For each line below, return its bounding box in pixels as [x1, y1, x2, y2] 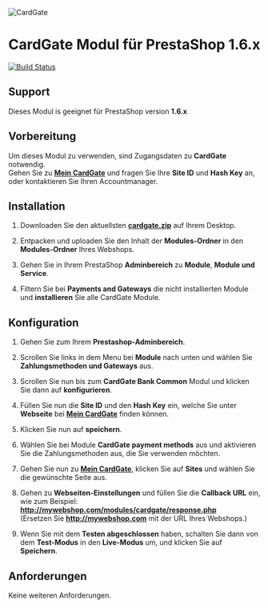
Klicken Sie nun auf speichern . [19, 425, 122, 434]
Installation [8, 199, 66, 213]
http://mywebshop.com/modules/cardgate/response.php [19, 505, 218, 515]
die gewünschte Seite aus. [19, 473, 108, 482]
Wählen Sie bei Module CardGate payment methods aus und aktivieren [19, 440, 257, 450]
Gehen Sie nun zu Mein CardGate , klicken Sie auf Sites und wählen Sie [19, 464, 256, 474]
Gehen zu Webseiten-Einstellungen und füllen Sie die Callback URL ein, [19, 488, 261, 498]
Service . [19, 269, 50, 278]
